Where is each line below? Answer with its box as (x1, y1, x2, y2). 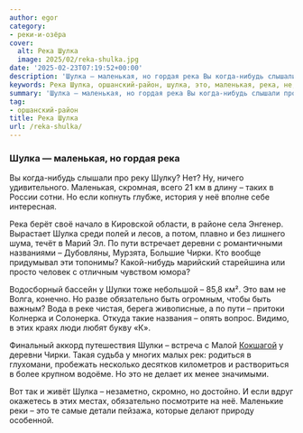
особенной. (9, 415, 54, 426)
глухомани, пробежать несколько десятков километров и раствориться (9, 359, 289, 370)
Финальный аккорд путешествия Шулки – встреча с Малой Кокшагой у (9, 340, 284, 351)
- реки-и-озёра (9, 30, 67, 39)
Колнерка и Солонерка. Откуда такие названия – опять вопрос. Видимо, (9, 313, 290, 324)
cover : (9, 38, 34, 48)
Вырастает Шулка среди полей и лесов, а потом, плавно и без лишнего (9, 228, 286, 239)
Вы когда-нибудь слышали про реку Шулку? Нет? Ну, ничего (9, 172, 244, 183)
